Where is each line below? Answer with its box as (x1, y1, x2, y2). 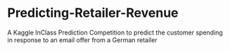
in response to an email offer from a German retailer (7, 35, 158, 44)
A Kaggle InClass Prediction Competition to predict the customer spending (7, 28, 223, 37)
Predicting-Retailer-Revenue (7, 5, 179, 21)
